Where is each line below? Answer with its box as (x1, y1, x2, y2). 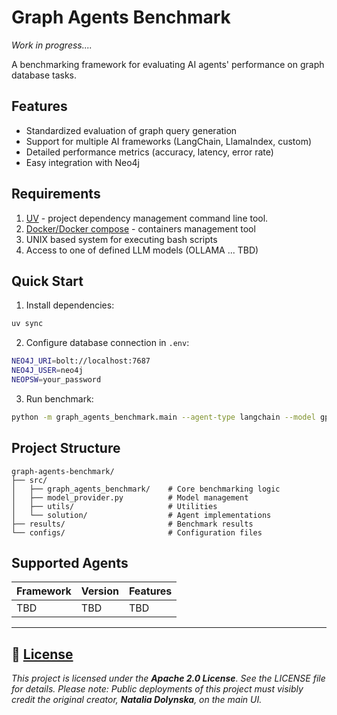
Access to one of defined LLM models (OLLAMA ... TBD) (25, 244, 259, 256)
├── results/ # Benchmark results (11, 519, 254, 529)
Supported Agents (11, 554, 129, 571)
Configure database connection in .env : (25, 337, 190, 349)
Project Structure (11, 440, 121, 457)
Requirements (11, 186, 101, 203)
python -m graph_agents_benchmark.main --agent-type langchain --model (11, 412, 316, 422)
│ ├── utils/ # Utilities (11, 501, 218, 511)
